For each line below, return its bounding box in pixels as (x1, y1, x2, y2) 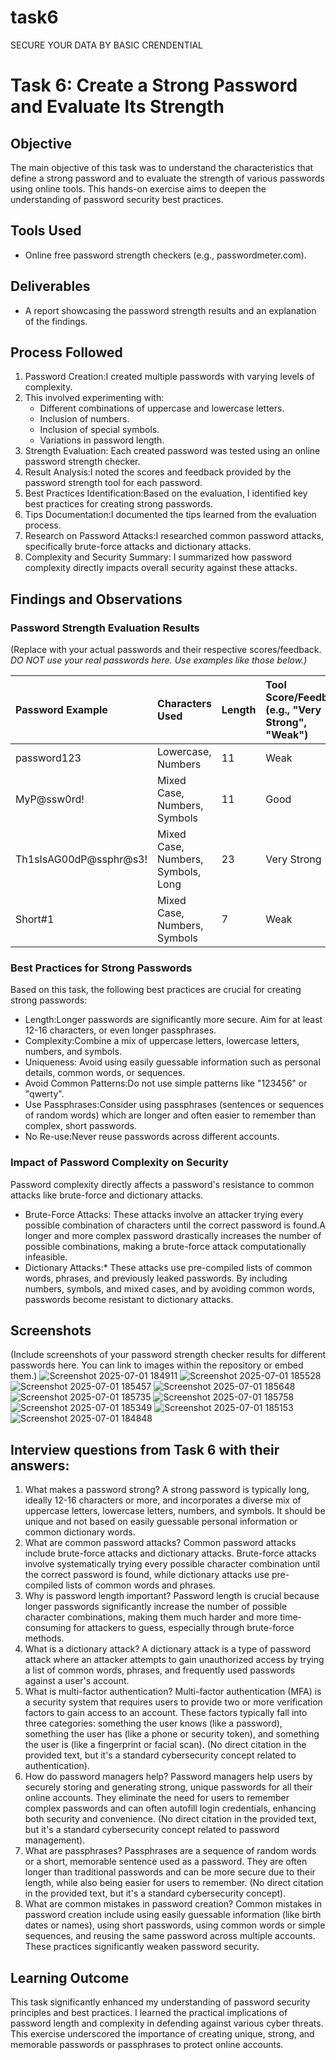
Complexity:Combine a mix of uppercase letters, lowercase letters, (24, 1035, 300, 1047)
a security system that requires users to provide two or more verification (24, 1696, 323, 1708)
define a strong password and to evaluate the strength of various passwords (10, 172, 325, 184)
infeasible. (24, 1251, 68, 1263)
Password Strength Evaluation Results (10, 621, 200, 635)
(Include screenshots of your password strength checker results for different (10, 1349, 327, 1361)
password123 (15, 751, 82, 765)
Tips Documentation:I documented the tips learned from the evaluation (24, 509, 317, 521)
